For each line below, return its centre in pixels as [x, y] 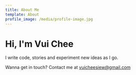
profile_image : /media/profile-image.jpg [49, 19]
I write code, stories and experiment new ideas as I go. [62, 57]
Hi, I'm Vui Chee [39, 44]
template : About [22, 14]
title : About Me [22, 10]
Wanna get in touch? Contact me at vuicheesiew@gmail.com [68, 67]
